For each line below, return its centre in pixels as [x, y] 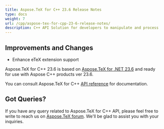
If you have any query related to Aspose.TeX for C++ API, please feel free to [82, 111]
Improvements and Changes [49, 48]
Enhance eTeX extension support [46, 59]
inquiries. [14, 121]
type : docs [16, 14]
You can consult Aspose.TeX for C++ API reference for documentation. [77, 83]
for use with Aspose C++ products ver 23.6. [49, 74]
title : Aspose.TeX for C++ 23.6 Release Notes [53, 10]
